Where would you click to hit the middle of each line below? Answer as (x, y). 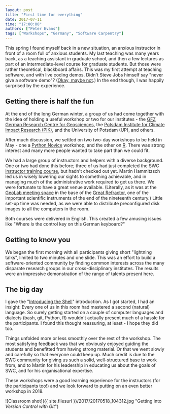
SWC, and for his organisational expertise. (49, 371)
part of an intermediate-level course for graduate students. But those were (83, 64)
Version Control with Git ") (32, 406)
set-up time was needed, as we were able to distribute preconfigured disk (82, 203)
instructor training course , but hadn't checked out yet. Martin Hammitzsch (83, 171)
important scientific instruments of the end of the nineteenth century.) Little (84, 198)
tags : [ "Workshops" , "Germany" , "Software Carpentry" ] (64, 33)
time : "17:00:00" (24, 24)
